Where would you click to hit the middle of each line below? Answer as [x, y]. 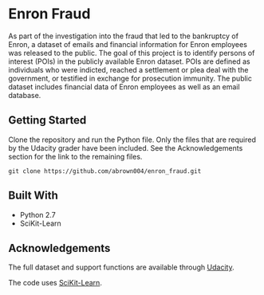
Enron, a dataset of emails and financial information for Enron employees [128, 44]
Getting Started [47, 120]
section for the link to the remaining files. [75, 156]
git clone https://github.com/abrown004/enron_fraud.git [105, 171]
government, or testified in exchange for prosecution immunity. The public [130, 78]
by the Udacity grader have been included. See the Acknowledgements [126, 147]
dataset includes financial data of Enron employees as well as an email [124, 87]
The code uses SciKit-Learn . [55, 283]
